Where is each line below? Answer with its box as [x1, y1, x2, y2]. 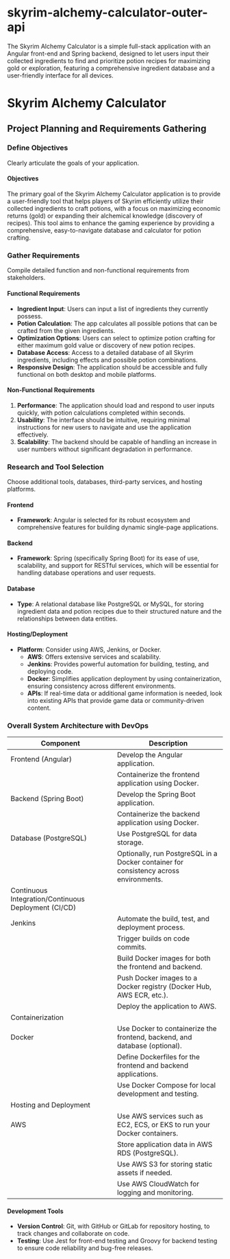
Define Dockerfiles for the [116, 1052, 201, 1062]
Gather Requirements [7, 251, 80, 260]
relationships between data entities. [16, 614, 118, 623]
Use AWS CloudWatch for [116, 1179, 200, 1189]
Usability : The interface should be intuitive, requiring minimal [16, 415, 190, 424]
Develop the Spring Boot [116, 789, 196, 799]
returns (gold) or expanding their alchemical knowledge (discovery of [7, 211, 203, 220]
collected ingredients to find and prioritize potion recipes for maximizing [7, 56, 211, 65]
